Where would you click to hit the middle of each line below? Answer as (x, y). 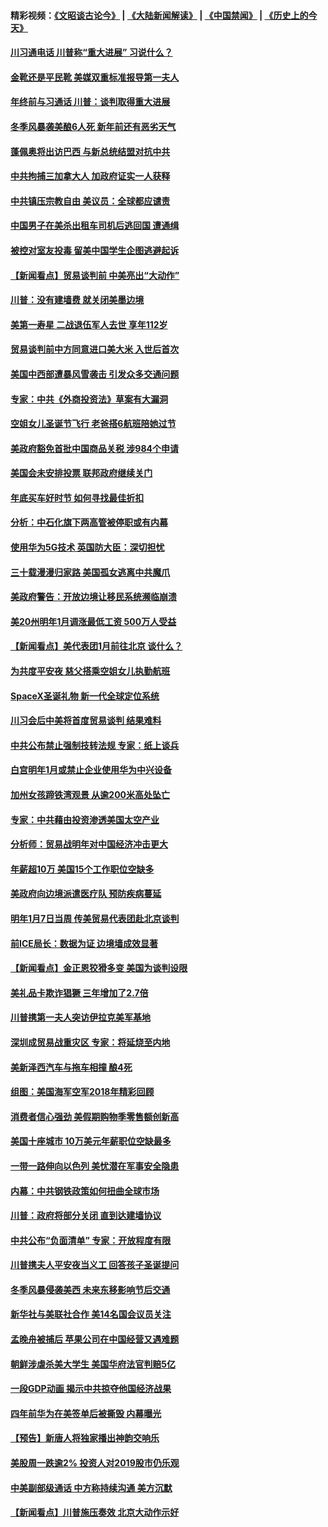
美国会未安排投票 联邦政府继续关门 (81, 473)
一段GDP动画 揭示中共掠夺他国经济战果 (91, 1389)
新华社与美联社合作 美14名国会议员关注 (91, 1314)
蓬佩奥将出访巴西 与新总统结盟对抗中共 (90, 151)
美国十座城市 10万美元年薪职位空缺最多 (91, 1141)
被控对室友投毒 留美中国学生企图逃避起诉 (95, 250)
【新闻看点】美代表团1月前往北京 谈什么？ (96, 646)
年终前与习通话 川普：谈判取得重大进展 (90, 102)
